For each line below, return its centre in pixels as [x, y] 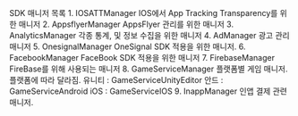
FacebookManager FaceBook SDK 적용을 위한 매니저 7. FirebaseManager [142, 58]
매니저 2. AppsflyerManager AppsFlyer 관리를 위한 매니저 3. [126, 24]
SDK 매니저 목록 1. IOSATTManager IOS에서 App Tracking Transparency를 [144, 13]
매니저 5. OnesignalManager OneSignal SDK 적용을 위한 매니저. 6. [128, 46]
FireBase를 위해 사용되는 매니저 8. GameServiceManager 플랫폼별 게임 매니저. [149, 69]
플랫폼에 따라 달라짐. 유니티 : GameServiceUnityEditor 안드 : [116, 80]
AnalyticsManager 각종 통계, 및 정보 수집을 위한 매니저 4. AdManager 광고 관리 [149, 35]
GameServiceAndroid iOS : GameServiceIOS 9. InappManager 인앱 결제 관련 [149, 91]
